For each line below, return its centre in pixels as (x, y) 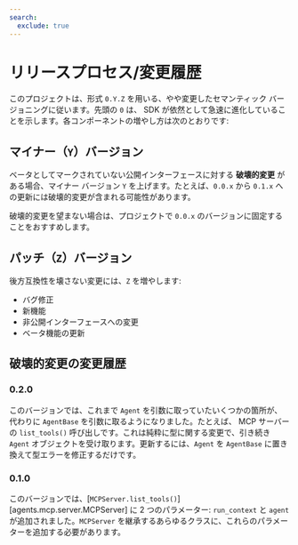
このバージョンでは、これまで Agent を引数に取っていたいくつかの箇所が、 (146, 410)
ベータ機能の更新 (53, 333)
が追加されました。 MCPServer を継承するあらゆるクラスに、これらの (133, 521)
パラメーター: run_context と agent (225, 510)
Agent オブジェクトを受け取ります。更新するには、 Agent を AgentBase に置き (149, 443)
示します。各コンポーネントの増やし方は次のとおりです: (127, 121)
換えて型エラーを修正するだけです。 (75, 454)
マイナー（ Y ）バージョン (77, 152)
